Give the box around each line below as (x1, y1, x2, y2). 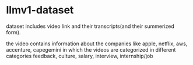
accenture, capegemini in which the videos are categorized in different (6, 46, 176, 53)
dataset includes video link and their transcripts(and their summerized (6, 23, 175, 30)
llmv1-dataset (6, 3, 74, 17)
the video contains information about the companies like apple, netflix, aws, (6, 40, 188, 47)
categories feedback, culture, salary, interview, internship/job (6, 52, 153, 59)
